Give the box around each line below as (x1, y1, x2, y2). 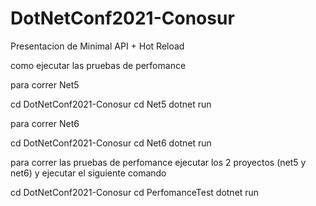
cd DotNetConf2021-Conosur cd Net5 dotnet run (10, 98, 212, 110)
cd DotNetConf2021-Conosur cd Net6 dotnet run (10, 137, 212, 149)
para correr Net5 (10, 78, 80, 91)
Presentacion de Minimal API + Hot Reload (10, 40, 185, 52)
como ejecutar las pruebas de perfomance (10, 59, 187, 71)
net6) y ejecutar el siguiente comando (10, 167, 167, 179)
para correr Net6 (10, 117, 80, 129)
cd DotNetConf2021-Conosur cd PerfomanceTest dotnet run (10, 186, 260, 198)
